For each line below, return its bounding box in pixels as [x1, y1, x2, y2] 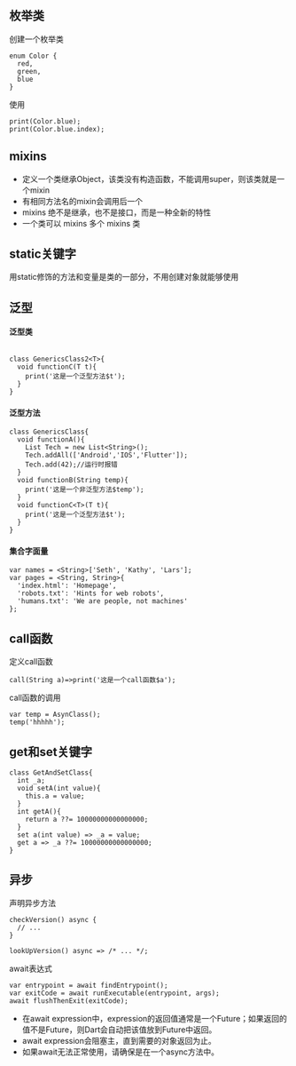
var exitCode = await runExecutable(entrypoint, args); [9, 989, 220, 998]
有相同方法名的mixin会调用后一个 [21, 195, 144, 206]
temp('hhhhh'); [9, 718, 66, 727]
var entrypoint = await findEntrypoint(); [9, 981, 168, 990]
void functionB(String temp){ [17, 476, 129, 485]
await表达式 [9, 963, 53, 974]
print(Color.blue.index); [9, 124, 105, 133]
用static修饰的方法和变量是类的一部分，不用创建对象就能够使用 [9, 272, 239, 282]
